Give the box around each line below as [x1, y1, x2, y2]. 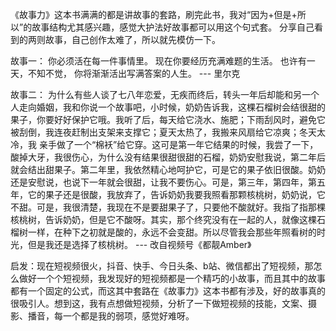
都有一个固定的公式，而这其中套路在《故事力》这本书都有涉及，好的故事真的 [10, 285, 326, 297]
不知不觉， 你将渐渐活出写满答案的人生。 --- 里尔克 [27, 68, 241, 79]
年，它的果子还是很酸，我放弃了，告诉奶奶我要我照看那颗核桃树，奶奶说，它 [10, 189, 326, 200]
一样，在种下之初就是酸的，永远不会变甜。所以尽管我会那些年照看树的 [27, 226, 317, 238]
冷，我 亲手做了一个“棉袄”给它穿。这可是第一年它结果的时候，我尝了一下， [10, 139, 319, 150]
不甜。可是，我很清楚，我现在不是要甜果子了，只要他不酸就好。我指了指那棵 [10, 201, 326, 213]
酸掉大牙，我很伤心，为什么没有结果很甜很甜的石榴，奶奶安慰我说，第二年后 [10, 151, 326, 163]
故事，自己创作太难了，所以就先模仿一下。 [44, 34, 221, 45]
